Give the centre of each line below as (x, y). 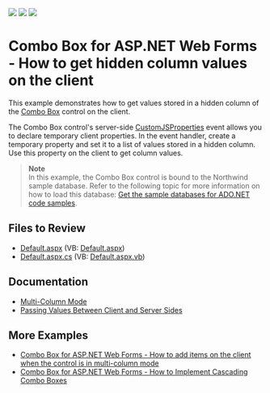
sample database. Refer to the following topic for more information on (144, 185)
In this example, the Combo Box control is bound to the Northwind (138, 177)
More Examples (49, 335)
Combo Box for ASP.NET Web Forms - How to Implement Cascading (134, 372)
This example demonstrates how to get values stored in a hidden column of (134, 103)
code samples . (53, 203)
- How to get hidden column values (128, 63)
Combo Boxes (43, 381)
